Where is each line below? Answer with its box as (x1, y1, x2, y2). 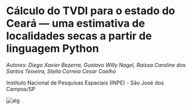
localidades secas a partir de (6, 30, 152, 43)
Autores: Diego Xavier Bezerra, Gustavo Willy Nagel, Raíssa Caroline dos (6, 61, 186, 69)
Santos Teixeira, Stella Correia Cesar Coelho (6, 67, 116, 75)
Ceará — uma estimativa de (6, 17, 145, 30)
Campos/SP (6, 85, 36, 92)
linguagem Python (6, 42, 100, 56)
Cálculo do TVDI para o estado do (6, 4, 175, 18)
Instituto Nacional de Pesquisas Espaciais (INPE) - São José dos (6, 79, 164, 86)
